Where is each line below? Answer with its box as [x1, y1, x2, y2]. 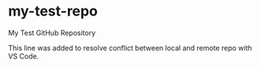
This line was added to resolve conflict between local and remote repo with [8, 43, 252, 52]
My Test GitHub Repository [8, 28, 96, 37]
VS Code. [8, 51, 39, 61]
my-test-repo [8, 2, 98, 20]
